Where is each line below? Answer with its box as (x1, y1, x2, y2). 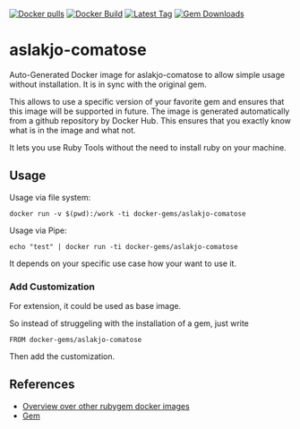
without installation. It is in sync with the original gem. (9, 79, 208, 90)
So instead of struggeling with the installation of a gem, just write (9, 318, 249, 329)
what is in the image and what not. (9, 124, 136, 135)
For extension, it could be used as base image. (9, 301, 182, 312)
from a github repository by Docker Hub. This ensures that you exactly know (9, 115, 291, 125)
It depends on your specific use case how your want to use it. (9, 258, 237, 269)
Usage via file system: (9, 192, 91, 202)
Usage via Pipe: (9, 225, 67, 236)
